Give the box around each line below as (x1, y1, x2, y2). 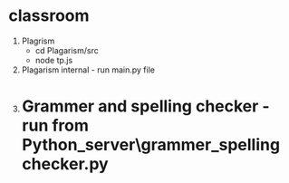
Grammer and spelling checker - (21, 96, 270, 117)
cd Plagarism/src (34, 44, 99, 55)
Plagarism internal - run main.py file (21, 64, 156, 75)
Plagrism (21, 35, 55, 46)
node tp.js (34, 54, 73, 65)
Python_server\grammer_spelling (21, 135, 281, 155)
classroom (8, 5, 90, 26)
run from (21, 115, 90, 136)
